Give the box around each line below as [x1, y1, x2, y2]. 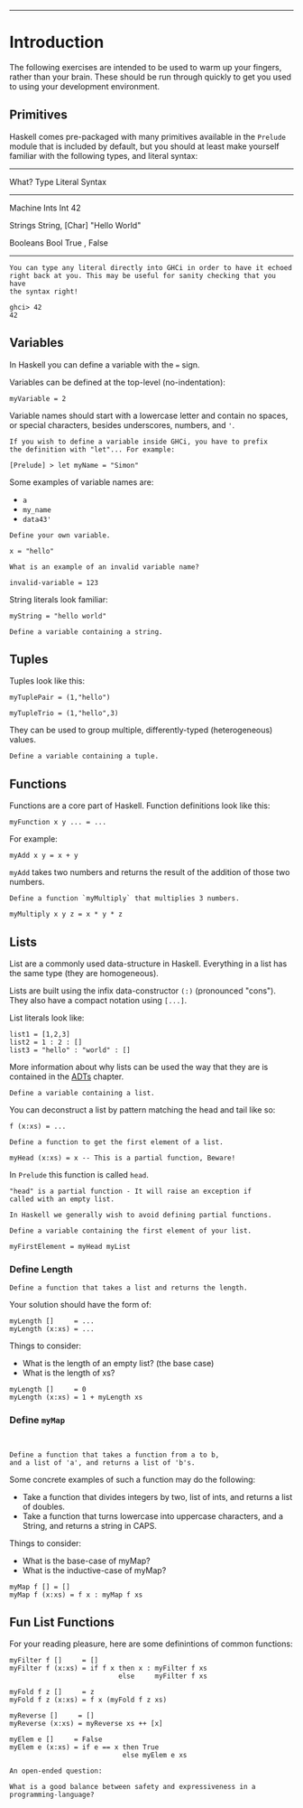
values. [9, 734, 36, 745]
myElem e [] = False [9, 1735, 103, 1744]
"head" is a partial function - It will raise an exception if [9, 1187, 252, 1196]
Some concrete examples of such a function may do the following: [9, 1474, 256, 1485]
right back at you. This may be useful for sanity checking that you [9, 271, 277, 280]
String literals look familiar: [9, 593, 108, 605]
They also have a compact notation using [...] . [9, 995, 188, 1005]
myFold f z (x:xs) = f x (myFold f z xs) [9, 1695, 168, 1705]
